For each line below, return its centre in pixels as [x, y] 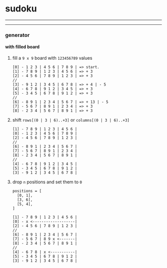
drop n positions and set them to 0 [47, 182]
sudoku [21, 9]
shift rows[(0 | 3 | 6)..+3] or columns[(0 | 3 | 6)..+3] [71, 120]
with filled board [22, 47]
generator [17, 35]
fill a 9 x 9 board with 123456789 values [52, 58]
